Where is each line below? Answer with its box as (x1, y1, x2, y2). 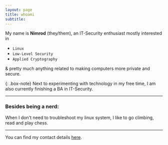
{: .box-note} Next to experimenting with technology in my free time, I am (5, 80, 156, 86)
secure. (5, 71, 21, 77)
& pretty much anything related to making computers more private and (5, 65, 150, 71)
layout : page (5, 7, 32, 12)
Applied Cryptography (12, 57, 57, 62)
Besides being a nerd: (5, 103, 59, 110)
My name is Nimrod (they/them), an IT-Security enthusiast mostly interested (5, 30, 162, 36)
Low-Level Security (12, 51, 53, 56)
